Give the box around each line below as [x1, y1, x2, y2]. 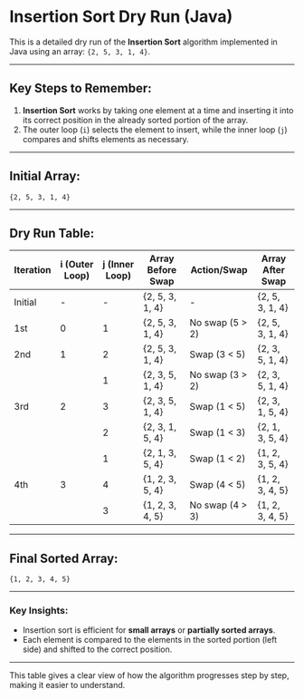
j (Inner [102, 258, 135, 271]
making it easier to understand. [9, 680, 126, 691]
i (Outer [60, 258, 94, 271]
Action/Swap [190, 264, 248, 277]
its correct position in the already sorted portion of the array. [22, 114, 249, 125]
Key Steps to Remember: [9, 81, 152, 96]
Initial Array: [9, 169, 81, 184]
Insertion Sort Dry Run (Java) [9, 6, 233, 27]
